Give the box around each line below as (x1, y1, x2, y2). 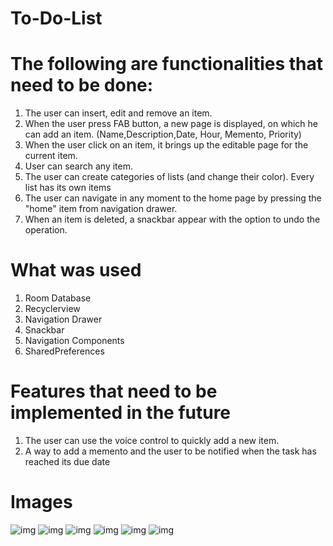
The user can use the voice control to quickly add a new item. (24, 435, 280, 446)
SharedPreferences (24, 345, 105, 357)
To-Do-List (10, 7, 103, 30)
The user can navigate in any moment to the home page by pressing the (24, 192, 322, 204)
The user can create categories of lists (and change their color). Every (24, 171, 315, 183)
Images (10, 491, 73, 514)
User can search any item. (24, 160, 134, 172)
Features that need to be (10, 380, 218, 403)
